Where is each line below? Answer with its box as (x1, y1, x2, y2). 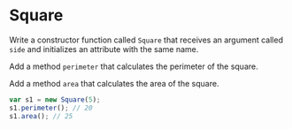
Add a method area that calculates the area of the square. (9, 78, 219, 88)
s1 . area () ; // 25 (9, 111, 73, 120)
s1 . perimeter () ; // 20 (9, 103, 93, 112)
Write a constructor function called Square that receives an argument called (9, 34, 283, 45)
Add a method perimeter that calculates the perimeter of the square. (9, 61, 258, 72)
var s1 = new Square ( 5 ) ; (9, 95, 101, 104)
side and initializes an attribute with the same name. (9, 43, 199, 54)
